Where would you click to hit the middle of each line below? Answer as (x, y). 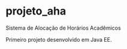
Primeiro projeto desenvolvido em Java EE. (59, 39)
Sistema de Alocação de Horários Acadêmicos (63, 28)
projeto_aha (36, 11)
